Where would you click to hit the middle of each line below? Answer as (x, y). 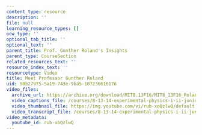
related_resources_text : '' (41, 62)
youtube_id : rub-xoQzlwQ (43, 123)
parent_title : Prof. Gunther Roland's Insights (67, 51)
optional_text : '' (29, 45)
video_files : (23, 90)
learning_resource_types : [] (43, 28)
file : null (20, 23)
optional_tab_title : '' (36, 39)
